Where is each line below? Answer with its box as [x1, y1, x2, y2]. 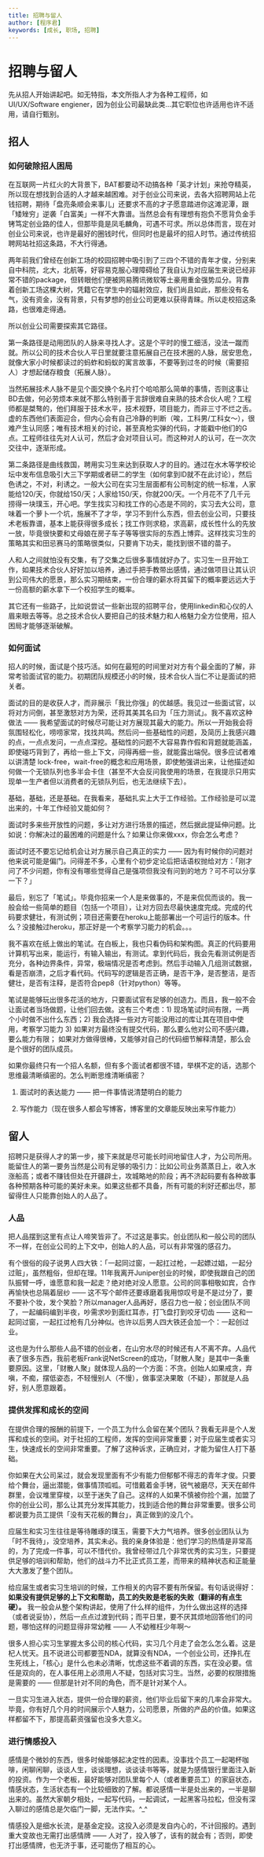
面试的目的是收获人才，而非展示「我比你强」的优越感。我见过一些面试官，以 [8, 698, 256, 708]
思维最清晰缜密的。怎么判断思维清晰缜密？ [8, 1071, 146, 1080]
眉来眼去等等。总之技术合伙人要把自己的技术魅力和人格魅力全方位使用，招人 [8, 611, 256, 620]
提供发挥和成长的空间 [8, 1405, 89, 1416]
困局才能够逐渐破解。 [8, 621, 77, 630]
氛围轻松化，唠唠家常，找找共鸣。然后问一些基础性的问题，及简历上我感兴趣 [8, 728, 256, 737]
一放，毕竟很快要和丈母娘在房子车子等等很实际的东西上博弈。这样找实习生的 [8, 528, 256, 538]
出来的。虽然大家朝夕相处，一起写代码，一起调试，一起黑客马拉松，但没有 [8, 1794, 249, 1804]
